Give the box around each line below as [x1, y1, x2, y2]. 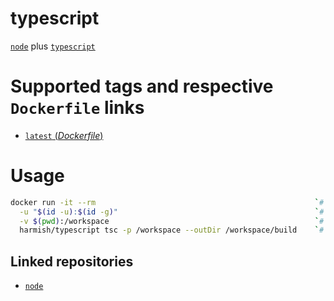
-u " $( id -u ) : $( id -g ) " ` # [19, 207, 325, 217]
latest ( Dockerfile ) [24, 129, 104, 141]
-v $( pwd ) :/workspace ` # [19, 216, 325, 226]
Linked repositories [10, 253, 134, 270]
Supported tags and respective [10, 75, 274, 98]
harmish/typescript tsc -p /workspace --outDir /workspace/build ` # [19, 225, 325, 236]
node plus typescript [10, 40, 96, 52]
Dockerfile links [10, 97, 145, 119]
